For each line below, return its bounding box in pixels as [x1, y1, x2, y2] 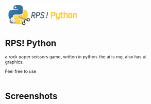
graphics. [5, 59, 24, 65]
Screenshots [5, 91, 58, 102]
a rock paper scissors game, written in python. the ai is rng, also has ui [5, 53, 147, 59]
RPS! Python [5, 38, 57, 49]
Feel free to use [5, 68, 36, 74]
